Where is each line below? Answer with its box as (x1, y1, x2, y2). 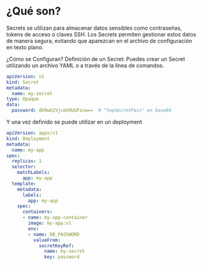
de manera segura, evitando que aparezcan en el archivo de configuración (6, 37, 192, 44)
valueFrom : (33, 237, 61, 243)
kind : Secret (6, 79, 39, 85)
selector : (11, 164, 36, 170)
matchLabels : (17, 170, 50, 176)
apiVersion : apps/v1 (6, 130, 59, 136)
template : (11, 181, 36, 187)
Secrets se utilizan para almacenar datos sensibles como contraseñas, (6, 24, 183, 32)
